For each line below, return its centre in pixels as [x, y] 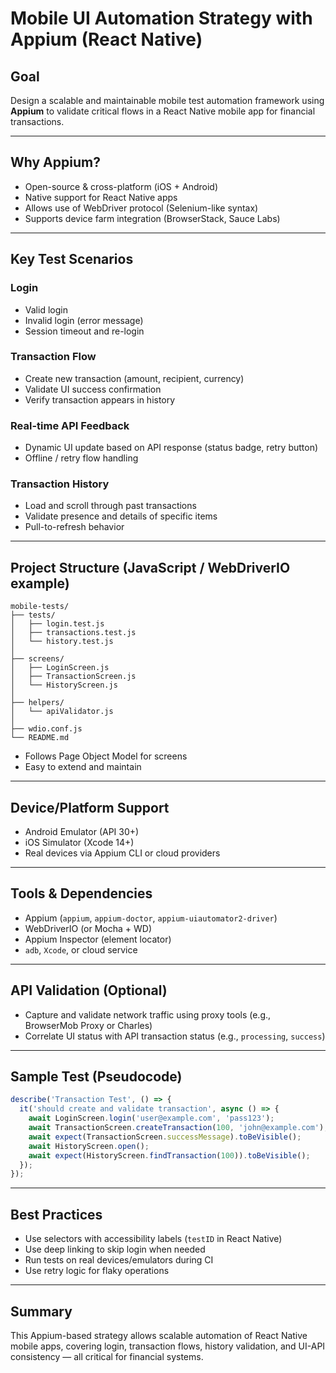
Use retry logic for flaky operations [97, 1271]
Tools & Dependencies [81, 893]
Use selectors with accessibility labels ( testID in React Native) [153, 1239]
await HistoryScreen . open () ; [89, 1146]
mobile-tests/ [40, 607]
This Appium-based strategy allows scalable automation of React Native [159, 1335]
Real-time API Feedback [70, 425]
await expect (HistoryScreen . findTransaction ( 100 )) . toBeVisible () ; [169, 1155]
